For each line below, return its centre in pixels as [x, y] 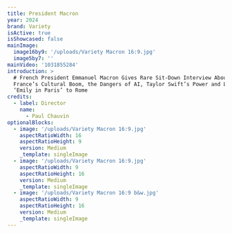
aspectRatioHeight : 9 [50, 142]
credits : [20, 97]
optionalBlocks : [30, 122]
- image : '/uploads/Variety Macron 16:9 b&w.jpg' [86, 193]
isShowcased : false [35, 39]
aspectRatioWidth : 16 [50, 135]
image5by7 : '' [33, 59]
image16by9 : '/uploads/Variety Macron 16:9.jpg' [85, 52]
